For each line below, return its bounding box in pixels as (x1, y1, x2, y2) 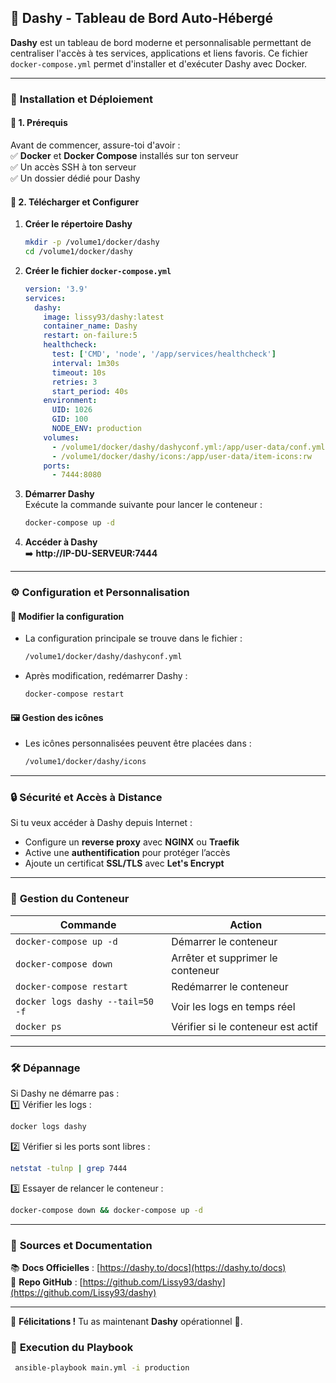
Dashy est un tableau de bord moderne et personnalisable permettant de (10, 36, 312, 48)
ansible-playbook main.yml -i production (14, 1363, 190, 1373)
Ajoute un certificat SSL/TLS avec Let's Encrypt (24, 857, 225, 870)
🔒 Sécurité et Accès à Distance (10, 791, 163, 805)
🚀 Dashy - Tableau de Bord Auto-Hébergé (10, 10, 274, 27)
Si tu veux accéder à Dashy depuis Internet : (10, 817, 193, 829)
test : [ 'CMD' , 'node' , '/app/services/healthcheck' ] (51, 349, 277, 360)
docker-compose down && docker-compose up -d (10, 1205, 203, 1215)
